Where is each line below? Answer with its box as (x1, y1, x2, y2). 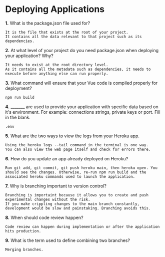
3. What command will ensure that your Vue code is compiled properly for (5, 80, 158, 86)
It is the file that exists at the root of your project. (5, 30, 128, 35)
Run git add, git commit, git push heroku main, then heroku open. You (5, 165, 157, 170)
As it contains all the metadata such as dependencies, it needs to (5, 67, 151, 72)
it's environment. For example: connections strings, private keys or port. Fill (5, 109, 161, 115)
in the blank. (5, 114, 31, 120)
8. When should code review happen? (5, 214, 83, 220)
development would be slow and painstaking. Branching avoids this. (5, 205, 151, 211)
